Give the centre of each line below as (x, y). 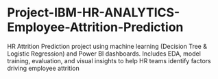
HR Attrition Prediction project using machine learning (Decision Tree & (107, 46)
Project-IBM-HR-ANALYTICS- (94, 13)
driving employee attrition (44, 68)
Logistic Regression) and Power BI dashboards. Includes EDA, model (104, 54)
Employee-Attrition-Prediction (95, 27)
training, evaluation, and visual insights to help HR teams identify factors (109, 60)
